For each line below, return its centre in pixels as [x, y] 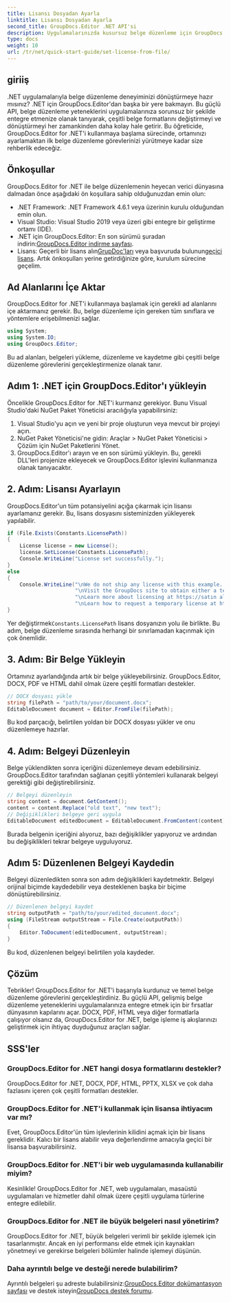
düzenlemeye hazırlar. [38, 729]
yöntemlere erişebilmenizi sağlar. [54, 319]
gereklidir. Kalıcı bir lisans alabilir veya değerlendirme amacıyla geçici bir [110, 1140]
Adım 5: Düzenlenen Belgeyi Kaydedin [91, 863]
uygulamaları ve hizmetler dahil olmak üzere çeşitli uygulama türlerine [106, 1196]
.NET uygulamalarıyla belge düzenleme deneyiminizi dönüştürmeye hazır [110, 97]
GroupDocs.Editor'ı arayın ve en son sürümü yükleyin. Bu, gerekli [109, 453]
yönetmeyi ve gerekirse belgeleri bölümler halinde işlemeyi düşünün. [104, 1251]
